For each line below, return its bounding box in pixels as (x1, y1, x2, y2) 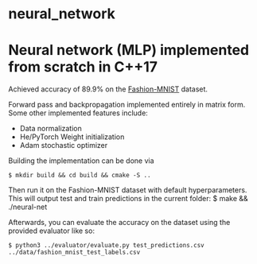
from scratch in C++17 (8, 58, 158, 76)
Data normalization (19, 124, 82, 134)
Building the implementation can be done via (8, 156, 154, 165)
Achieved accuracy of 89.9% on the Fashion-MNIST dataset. (8, 84, 208, 94)
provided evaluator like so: (8, 226, 95, 235)
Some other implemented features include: (8, 108, 149, 118)
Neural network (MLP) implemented (8, 41, 250, 60)
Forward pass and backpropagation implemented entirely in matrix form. (8, 100, 246, 110)
